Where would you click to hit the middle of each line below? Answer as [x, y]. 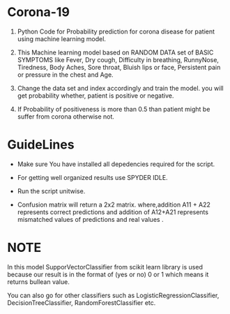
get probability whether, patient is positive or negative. [95, 96]
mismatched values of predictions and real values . [90, 219]
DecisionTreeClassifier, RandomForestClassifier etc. [82, 302]
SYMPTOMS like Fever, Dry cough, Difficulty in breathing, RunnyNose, [118, 59]
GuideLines [41, 145]
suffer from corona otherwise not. [66, 117]
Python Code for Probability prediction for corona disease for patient [116, 31]
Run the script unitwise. [51, 191]
